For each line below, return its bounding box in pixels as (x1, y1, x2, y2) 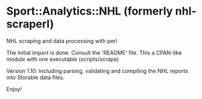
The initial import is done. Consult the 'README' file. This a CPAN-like (6, 49, 182, 56)
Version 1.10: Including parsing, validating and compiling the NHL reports (6, 67, 189, 74)
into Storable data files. (6, 73, 65, 81)
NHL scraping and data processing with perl (6, 37, 117, 44)
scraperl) (6, 17, 54, 31)
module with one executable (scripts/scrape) (6, 55, 119, 63)
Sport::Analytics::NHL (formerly (6, 4, 173, 18)
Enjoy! (6, 85, 23, 92)
